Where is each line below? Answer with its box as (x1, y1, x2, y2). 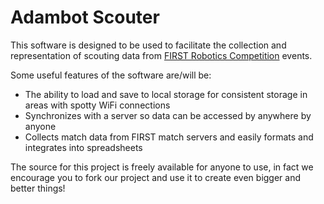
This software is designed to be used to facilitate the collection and (10, 39, 287, 51)
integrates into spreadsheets (24, 141, 143, 153)
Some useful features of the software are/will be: (10, 69, 212, 81)
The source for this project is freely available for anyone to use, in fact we (10, 161, 314, 173)
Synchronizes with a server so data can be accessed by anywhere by (24, 109, 312, 121)
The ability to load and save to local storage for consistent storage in (24, 88, 308, 100)
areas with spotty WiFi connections (24, 99, 171, 111)
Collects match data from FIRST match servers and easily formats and (24, 131, 314, 143)
